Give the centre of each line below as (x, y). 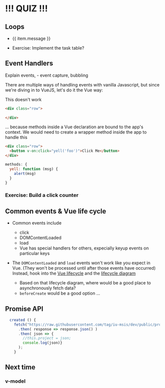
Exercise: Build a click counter (42, 195)
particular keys (35, 253)
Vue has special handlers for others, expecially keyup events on (84, 248)
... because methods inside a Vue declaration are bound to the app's (74, 127)
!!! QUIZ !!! (27, 9)
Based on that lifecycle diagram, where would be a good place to (85, 283)
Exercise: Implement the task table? (48, 48)
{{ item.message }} (31, 38)
